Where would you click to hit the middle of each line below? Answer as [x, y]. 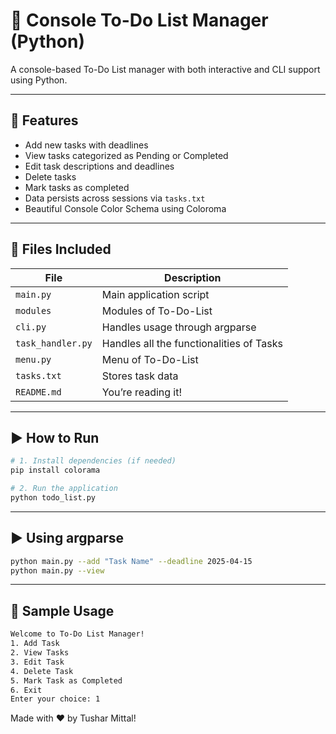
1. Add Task [35, 644]
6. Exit [26, 690]
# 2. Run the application [64, 489]
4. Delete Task [42, 671]
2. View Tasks [40, 653]
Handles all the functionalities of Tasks [192, 343]
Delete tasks [50, 176]
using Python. [39, 80]
